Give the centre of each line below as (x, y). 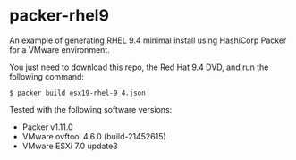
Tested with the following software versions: (91, 109)
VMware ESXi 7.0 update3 (70, 146)
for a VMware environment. (59, 49)
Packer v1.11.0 (47, 127)
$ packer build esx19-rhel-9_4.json (77, 93)
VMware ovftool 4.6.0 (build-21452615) (94, 136)
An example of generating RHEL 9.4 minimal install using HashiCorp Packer (148, 40)
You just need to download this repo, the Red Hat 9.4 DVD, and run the (139, 67)
